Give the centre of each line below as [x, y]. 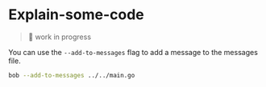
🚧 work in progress [59, 37]
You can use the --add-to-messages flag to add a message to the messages [133, 52]
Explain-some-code [77, 15]
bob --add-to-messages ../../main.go [72, 75]
